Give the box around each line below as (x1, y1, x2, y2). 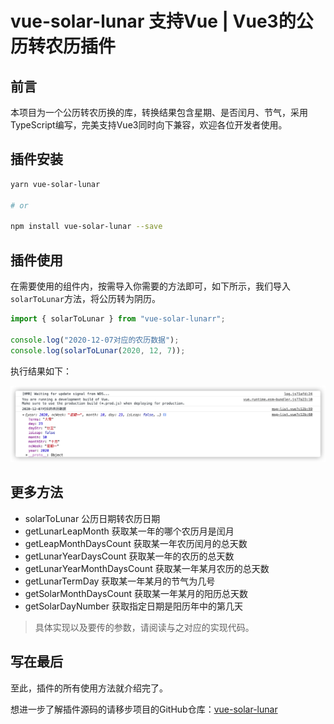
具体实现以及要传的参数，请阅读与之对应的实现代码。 (34, 621, 255, 633)
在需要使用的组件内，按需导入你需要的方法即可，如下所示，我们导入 (10, 280, 291, 292)
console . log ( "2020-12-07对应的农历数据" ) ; (10, 335, 180, 345)
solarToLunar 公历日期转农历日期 (24, 512, 161, 524)
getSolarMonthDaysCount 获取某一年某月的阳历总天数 (24, 587, 249, 599)
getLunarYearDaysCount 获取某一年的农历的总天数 (24, 550, 235, 562)
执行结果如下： (10, 365, 72, 377)
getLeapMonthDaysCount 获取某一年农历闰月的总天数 (24, 537, 248, 549)
